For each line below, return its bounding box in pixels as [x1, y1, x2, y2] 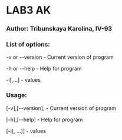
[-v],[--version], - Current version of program [6, 104, 117, 112]
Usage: [6, 91, 28, 99]
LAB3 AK [6, 4, 51, 17]
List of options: [6, 41, 50, 49]
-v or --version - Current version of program [6, 54, 114, 61]
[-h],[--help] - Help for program [6, 116, 83, 123]
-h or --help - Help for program [6, 65, 82, 72]
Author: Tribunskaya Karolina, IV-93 [6, 25, 113, 33]
